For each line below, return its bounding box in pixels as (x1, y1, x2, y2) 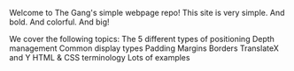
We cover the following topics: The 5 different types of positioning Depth (9, 34, 275, 44)
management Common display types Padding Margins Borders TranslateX (9, 43, 279, 53)
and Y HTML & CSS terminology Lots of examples (9, 53, 190, 62)
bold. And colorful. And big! (9, 17, 110, 27)
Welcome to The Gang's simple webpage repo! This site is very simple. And (9, 8, 285, 18)
